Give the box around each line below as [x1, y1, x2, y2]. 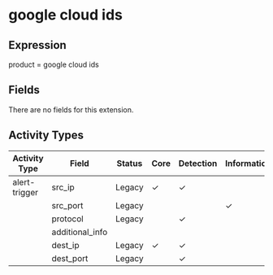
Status [116, 157, 143, 168]
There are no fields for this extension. [8, 104, 134, 115]
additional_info [51, 226, 108, 238]
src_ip [51, 181, 75, 193]
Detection [178, 157, 218, 168]
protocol [51, 213, 84, 225]
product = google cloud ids [8, 59, 99, 69]
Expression [8, 38, 67, 52]
